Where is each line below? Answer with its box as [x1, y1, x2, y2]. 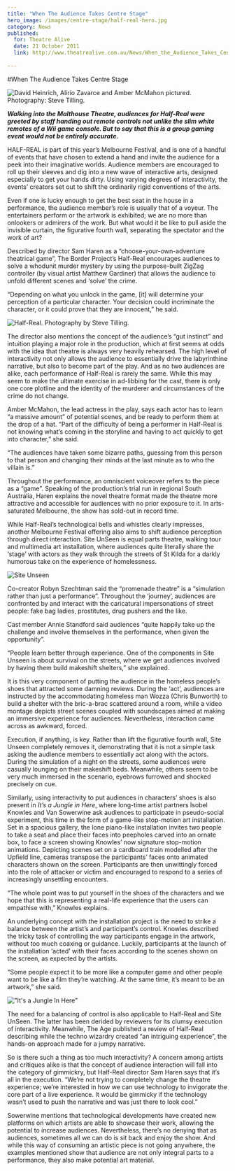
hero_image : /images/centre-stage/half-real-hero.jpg [7, 17, 168, 24]
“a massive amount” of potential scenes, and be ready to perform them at [7, 412, 220, 420]
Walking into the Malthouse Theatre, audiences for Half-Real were [7, 109, 205, 118]
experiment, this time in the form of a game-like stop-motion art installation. [7, 816, 225, 824]
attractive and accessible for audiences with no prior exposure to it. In [7, 499, 209, 507]
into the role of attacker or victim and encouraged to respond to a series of [7, 867, 222, 876]
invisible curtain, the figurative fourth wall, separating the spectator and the [7, 225, 225, 234]
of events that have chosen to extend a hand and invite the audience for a [7, 152, 220, 161]
